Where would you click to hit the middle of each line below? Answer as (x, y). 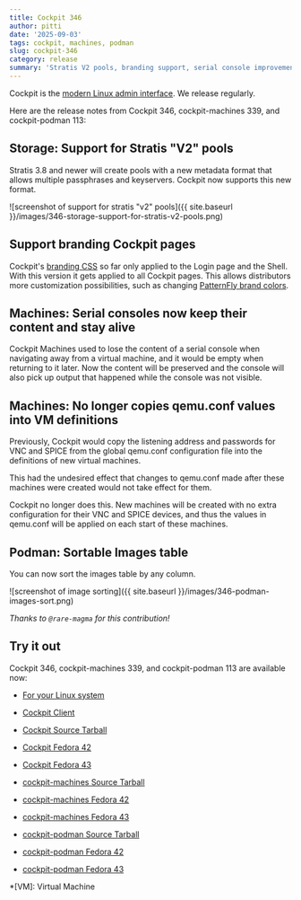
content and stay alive (73, 327)
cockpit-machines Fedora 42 (76, 799)
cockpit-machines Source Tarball (83, 781)
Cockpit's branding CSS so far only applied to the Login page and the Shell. (149, 266)
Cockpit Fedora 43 (57, 764)
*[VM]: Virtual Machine (52, 887)
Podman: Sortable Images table (99, 552)
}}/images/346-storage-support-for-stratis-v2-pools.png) (116, 216)
